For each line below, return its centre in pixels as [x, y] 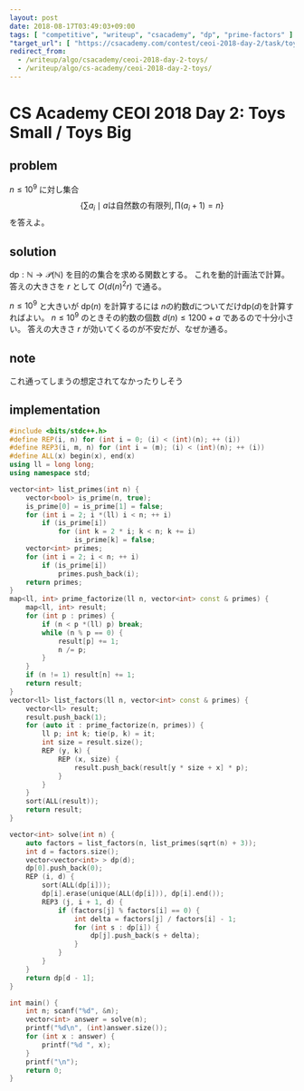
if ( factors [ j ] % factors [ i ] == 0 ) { [129, 911]
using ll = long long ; [52, 465]
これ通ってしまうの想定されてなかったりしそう [96, 381]
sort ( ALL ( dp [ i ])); [76, 885]
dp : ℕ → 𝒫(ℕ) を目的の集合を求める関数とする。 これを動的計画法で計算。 [149, 275]
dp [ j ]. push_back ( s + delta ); [145, 936]
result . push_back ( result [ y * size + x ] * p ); [161, 767]
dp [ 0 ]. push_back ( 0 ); [64, 868]
